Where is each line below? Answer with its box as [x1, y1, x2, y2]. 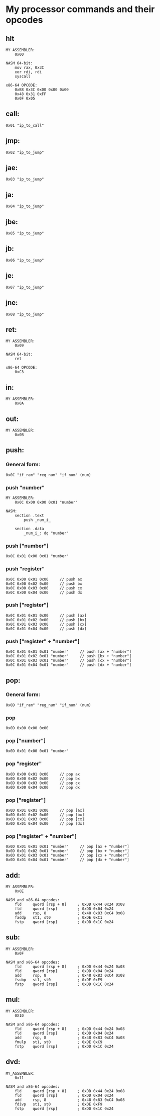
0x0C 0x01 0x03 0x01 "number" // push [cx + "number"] [6, 658, 132, 663]
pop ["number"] [6, 737, 46, 744]
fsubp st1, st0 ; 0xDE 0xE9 [15, 977, 102, 982]
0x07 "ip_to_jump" [6, 285, 44, 290]
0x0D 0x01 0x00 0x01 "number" [6, 748, 69, 754]
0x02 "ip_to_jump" [6, 150, 44, 155]
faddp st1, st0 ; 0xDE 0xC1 [15, 915, 102, 920]
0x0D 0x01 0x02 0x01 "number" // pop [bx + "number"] [6, 848, 129, 853]
